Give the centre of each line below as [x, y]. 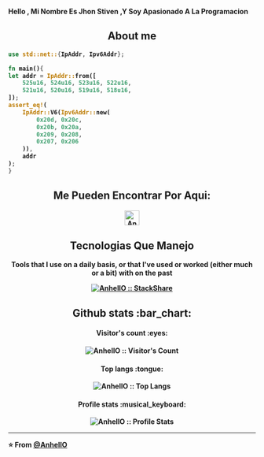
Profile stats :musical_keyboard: [132, 404]
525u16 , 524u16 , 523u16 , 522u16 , [77, 83]
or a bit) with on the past [132, 273]
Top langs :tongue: [132, 369]
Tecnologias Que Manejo [132, 246]
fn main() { [26, 69]
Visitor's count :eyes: [132, 333]
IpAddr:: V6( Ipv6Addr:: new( [66, 112]
